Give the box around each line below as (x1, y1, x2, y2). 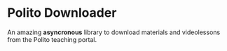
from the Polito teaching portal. (7, 35, 97, 43)
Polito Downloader (7, 5, 117, 21)
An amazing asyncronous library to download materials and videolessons (7, 28, 221, 36)
